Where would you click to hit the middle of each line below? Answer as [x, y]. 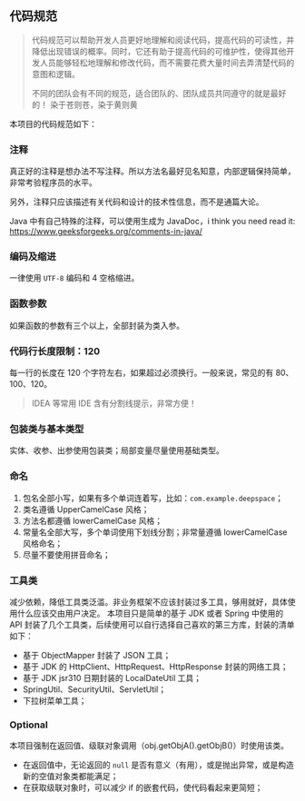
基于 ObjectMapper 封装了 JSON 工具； [97, 655]
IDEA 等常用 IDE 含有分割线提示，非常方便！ [114, 403]
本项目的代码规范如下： [53, 124]
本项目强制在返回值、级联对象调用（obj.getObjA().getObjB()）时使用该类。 [149, 746]
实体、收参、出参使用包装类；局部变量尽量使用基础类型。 [117, 450]
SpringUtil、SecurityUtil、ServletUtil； [94, 689]
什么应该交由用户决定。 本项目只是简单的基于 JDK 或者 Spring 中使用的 [150, 613]
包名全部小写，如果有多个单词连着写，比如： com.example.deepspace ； [153, 498]
